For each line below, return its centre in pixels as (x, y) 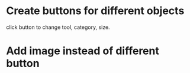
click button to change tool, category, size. (58, 27)
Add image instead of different (83, 51)
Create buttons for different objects (95, 11)
